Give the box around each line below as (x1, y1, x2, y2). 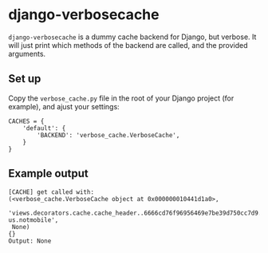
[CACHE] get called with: (8, 188, 94, 196)
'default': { (22, 124, 66, 132)
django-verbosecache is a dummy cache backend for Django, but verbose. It (8, 32, 257, 42)
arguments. (8, 49, 46, 58)
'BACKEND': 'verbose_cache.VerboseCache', (37, 131, 180, 139)
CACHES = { (8, 117, 45, 125)
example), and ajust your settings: (8, 101, 120, 111)
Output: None (8, 237, 52, 245)
